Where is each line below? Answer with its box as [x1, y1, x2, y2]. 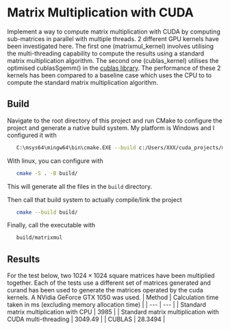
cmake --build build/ [16, 209, 78, 216]
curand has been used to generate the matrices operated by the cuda [7, 286, 203, 294]
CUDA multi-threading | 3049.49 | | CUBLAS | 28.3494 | [7, 315, 166, 323]
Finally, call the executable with [7, 221, 96, 229]
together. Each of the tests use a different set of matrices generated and [7, 279, 211, 287]
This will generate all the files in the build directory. [7, 182, 153, 190]
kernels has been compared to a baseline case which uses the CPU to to [7, 71, 212, 79]
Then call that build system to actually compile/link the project [7, 195, 183, 203]
